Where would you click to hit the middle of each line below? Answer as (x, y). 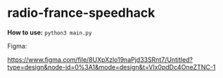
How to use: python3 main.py (50, 32)
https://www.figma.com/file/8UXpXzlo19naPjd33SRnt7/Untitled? (100, 59)
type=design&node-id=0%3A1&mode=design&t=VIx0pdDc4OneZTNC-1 (111, 67)
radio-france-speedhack (81, 13)
